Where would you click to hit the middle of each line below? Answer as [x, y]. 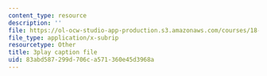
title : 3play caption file [53, 52]
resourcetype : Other [43, 45]
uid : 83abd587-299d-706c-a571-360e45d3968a [81, 60]
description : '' [35, 23]
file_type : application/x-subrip [64, 38]
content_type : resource [48, 15]
